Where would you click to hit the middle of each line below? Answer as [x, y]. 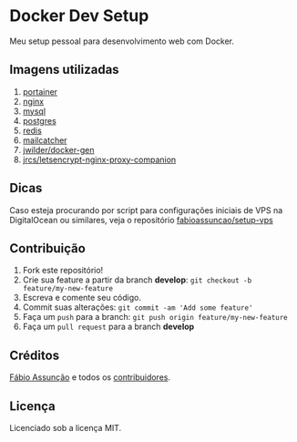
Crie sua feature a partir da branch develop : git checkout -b [137, 280]
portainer [40, 91]
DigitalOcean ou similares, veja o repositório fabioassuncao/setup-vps [141, 220]
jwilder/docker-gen [58, 149]
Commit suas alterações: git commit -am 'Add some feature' [138, 307]
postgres [39, 120]
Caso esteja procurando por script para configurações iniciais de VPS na [146, 210]
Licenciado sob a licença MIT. [66, 428]
